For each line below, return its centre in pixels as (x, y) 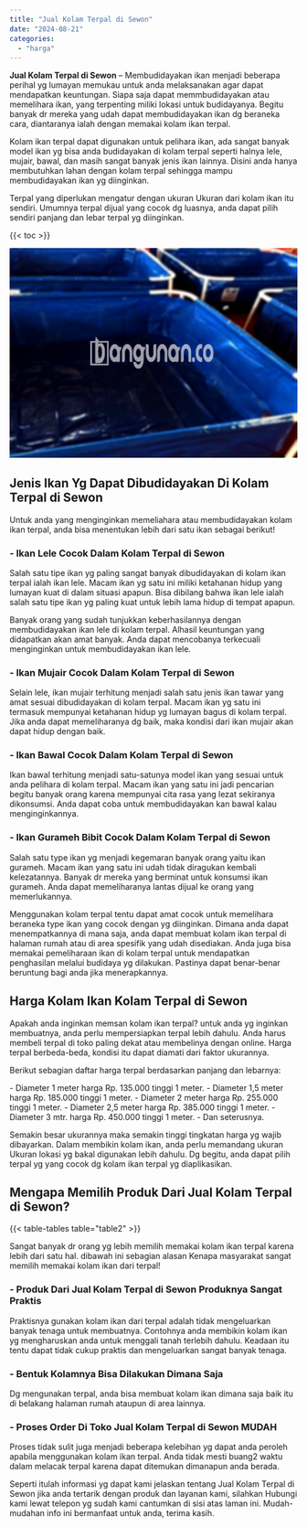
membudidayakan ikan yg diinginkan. (79, 181)
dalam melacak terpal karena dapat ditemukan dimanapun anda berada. (145, 1467)
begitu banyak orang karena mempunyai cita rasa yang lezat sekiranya (143, 795)
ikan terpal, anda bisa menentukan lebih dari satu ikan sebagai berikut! (143, 529)
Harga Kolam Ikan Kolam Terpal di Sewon (129, 1001)
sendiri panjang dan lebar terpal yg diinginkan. (97, 218)
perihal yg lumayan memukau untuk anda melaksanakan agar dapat (137, 85)
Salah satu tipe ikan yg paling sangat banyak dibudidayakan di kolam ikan (148, 572)
